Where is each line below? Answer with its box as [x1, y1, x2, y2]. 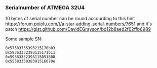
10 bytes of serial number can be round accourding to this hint [5, 16, 135, 22]
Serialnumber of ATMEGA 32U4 [5, 4, 85, 11]
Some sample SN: [5, 36, 43, 42]
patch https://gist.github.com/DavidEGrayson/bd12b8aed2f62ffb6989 [5, 26, 151, 32]
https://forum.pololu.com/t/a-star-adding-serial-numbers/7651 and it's [5, 21, 152, 27]
